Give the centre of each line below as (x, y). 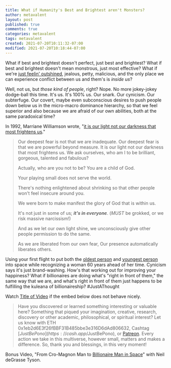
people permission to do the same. (54, 234)
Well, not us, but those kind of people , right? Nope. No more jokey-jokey (81, 89)
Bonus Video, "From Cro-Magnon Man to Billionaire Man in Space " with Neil (85, 354)
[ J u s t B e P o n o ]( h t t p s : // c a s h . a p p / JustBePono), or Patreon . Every (86, 333)
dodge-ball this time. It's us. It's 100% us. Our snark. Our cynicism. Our (80, 94)
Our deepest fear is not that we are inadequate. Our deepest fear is (88, 141)
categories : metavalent (31, 34)
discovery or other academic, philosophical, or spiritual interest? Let (89, 317)
